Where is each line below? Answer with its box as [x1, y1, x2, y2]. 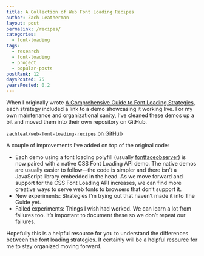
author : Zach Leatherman [6, 15, 69, 21]
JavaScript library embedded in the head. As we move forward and [15, 173, 183, 180]
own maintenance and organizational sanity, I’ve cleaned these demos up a [6, 112, 194, 119]
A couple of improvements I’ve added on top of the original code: [6, 142, 169, 149]
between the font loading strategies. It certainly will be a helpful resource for [6, 236, 198, 243]
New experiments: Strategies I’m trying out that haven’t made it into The [15, 192, 195, 199]
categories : [6, 32, 36, 38]
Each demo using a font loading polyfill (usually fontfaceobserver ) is [15, 153, 186, 161]
